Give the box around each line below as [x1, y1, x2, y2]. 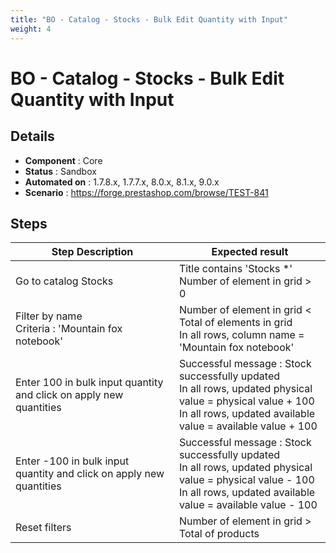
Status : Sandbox [24, 165, 97, 177]
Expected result [211, 245, 289, 259]
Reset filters [15, 521, 72, 535]
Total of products [178, 527, 260, 541]
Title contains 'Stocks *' [178, 262, 293, 276]
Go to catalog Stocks [15, 274, 114, 288]
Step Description [51, 245, 134, 259]
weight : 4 [10, 24, 52, 34]
